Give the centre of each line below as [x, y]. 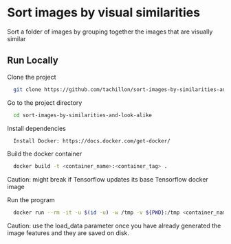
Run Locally [33, 61]
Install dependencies [37, 128]
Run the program [31, 200]
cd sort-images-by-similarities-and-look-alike [83, 115]
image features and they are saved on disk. [68, 233]
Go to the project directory [45, 102]
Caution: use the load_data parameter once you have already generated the [114, 226]
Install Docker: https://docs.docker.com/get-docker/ [92, 141]
